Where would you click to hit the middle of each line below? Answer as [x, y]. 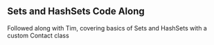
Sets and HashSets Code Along [76, 11]
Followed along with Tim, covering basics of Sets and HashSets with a [107, 28]
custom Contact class [38, 35]
